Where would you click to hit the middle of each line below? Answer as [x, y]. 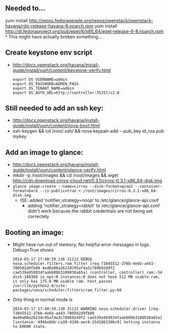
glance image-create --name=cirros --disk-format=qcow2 [73, 187]
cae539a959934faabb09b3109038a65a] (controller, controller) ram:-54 [88, 273]
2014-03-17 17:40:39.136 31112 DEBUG [52, 259]
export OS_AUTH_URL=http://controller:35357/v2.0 [66, 93]
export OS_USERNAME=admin [40, 79]
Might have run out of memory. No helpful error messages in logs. [81, 244]
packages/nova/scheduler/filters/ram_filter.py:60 [67, 290]
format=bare [25, 191]
